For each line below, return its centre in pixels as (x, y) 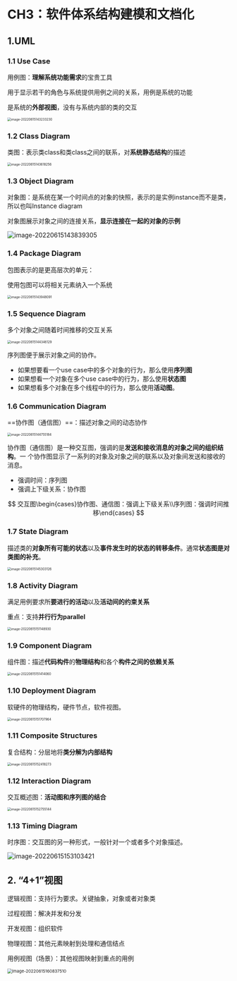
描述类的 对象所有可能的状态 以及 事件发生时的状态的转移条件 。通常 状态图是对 (119, 548)
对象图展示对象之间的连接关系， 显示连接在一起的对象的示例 (94, 221)
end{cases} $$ (123, 513)
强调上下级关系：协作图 (51, 489)
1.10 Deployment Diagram (52, 690)
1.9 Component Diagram (50, 645)
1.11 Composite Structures (52, 736)
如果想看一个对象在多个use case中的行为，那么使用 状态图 (102, 379)
